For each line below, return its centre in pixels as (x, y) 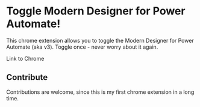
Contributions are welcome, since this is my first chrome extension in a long (100, 92)
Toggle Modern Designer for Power (96, 11)
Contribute (27, 77)
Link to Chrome (25, 58)
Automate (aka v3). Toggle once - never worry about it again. (82, 47)
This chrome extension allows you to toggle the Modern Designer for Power (100, 40)
